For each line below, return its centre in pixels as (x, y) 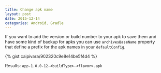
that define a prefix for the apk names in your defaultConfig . (65, 47)
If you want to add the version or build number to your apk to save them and (81, 37)
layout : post (18, 14)
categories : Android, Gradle (34, 23)
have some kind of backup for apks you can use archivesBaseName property (80, 42)
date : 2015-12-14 (22, 18)
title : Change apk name (29, 9)
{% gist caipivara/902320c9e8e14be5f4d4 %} (51, 57)
